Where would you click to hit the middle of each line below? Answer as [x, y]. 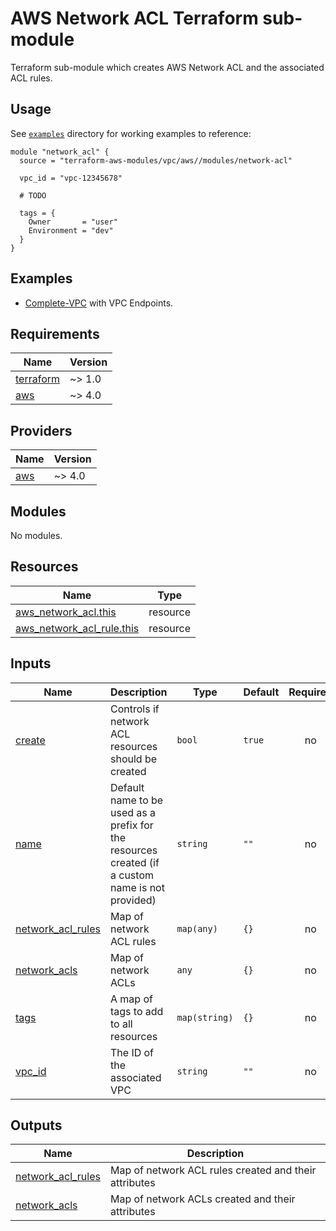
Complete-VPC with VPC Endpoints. [99, 303]
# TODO [33, 195]
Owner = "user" [73, 222]
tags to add [136, 1011]
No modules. [36, 535]
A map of [131, 999]
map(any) [197, 928]
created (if [134, 862]
